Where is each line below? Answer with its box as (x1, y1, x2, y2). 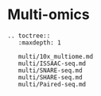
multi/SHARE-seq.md (17, 73, 83, 81)
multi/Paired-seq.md (17, 80, 87, 88)
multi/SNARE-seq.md (17, 66, 83, 75)
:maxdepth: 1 (17, 38, 61, 47)
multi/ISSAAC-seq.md (17, 60, 87, 67)
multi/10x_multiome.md (17, 52, 93, 60)
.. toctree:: (7, 32, 51, 40)
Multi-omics (7, 6, 90, 24)
